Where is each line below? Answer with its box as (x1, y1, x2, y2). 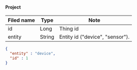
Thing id (59, 25, 79, 32)
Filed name (8, 17, 36, 24)
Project (5, 4, 21, 10)
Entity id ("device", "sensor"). (59, 33, 130, 40)
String (40, 33, 55, 40)
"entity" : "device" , (10, 51, 56, 56)
